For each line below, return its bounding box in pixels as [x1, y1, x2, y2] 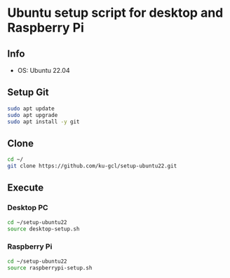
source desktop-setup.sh [7, 225, 80, 232]
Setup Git [7, 86, 49, 99]
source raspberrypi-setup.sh [7, 264, 93, 271]
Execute [7, 182, 44, 194]
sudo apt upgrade [7, 111, 58, 118]
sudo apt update [7, 105, 55, 112]
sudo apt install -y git [7, 118, 80, 125]
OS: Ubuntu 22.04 [17, 67, 70, 74]
